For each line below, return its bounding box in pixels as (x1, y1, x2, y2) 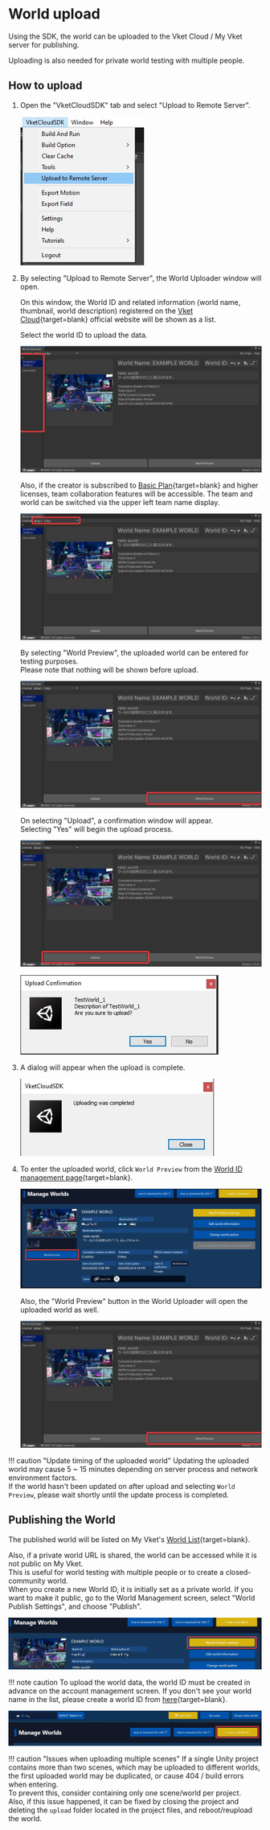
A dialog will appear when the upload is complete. (19, 1063, 186, 1072)
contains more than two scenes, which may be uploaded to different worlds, (8, 1762, 260, 1772)
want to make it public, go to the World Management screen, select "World (8, 1593, 256, 1602)
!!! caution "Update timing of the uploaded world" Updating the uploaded (8, 1455, 249, 1465)
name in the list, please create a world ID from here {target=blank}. (8, 1694, 228, 1704)
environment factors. (8, 1473, 78, 1483)
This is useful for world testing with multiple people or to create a (8, 1567, 224, 1577)
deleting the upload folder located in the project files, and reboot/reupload (8, 1805, 253, 1815)
